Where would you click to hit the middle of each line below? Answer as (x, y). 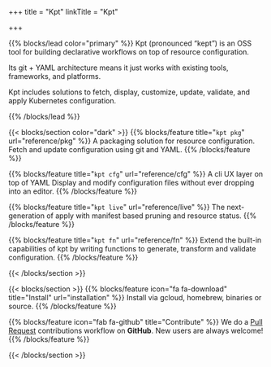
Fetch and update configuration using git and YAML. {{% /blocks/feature (129, 149)
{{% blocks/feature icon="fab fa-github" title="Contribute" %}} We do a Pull (135, 322)
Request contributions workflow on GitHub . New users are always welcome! (136, 330)
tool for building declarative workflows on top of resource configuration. (129, 52)
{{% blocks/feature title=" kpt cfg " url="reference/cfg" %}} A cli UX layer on (136, 174)
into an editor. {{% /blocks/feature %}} (73, 191)
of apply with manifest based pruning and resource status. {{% (151, 216)
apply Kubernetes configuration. (62, 100)
